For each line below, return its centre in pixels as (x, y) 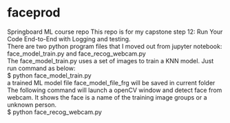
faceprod (34, 13)
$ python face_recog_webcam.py (54, 112)
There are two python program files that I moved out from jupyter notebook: (115, 46)
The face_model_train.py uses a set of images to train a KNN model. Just (111, 60)
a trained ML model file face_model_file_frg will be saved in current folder (111, 82)
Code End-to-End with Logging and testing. (69, 38)
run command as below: (41, 68)
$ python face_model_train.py (49, 75)
